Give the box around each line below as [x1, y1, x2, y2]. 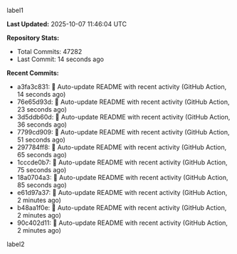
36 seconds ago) [16, 120, 67, 129]
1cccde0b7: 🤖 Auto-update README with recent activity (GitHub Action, [16, 158, 228, 166]
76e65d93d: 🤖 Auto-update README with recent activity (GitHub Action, [16, 97, 230, 106]
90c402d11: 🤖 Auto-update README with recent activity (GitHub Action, [16, 218, 228, 227]
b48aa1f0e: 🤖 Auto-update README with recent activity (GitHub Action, [16, 203, 227, 212]
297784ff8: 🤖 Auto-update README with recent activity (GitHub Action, [16, 143, 227, 152]
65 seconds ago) [16, 151, 67, 159]
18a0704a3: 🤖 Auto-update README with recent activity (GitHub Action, [16, 174, 228, 181]
